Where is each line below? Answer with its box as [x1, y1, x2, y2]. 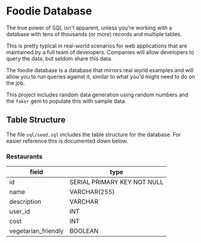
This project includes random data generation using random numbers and [6, 91, 189, 98]
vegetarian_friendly [9, 227, 64, 235]
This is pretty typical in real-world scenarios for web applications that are [6, 42, 187, 49]
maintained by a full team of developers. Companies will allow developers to [6, 48, 194, 55]
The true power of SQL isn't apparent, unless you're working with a [6, 24, 172, 31]
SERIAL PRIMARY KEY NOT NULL [69, 178, 164, 186]
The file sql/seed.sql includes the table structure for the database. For [6, 131, 181, 138]
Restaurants [6, 152, 43, 161]
